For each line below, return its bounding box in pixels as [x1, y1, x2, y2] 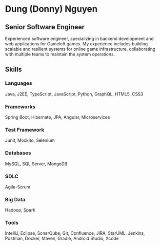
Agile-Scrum [5, 184, 31, 189]
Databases [5, 150, 31, 156]
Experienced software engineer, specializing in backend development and [5, 36, 154, 41]
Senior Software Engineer [5, 23, 85, 31]
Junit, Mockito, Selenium [5, 137, 55, 143]
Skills [5, 65, 22, 74]
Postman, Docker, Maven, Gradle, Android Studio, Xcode [5, 235, 119, 242]
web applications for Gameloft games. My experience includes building [5, 41, 148, 47]
